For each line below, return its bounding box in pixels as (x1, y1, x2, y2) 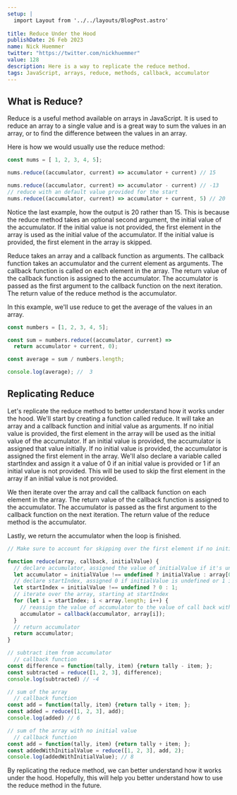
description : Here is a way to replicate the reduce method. (7, 63, 191, 70)
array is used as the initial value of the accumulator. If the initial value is (7, 230, 214, 238)
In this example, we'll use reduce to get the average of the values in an (7, 303, 213, 311)
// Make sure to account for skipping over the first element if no (7, 545, 213, 552)
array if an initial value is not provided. (7, 474, 119, 483)
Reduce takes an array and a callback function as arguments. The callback (7, 251, 224, 260)
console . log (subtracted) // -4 (7, 675, 99, 683)
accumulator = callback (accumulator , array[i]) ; (20, 610, 166, 617)
